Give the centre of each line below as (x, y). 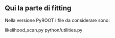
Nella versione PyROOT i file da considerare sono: (57, 20)
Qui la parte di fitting (38, 8)
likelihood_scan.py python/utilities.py (44, 30)
